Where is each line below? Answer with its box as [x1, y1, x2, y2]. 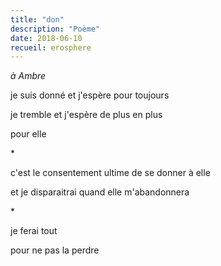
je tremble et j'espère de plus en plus [10, 109, 163, 121]
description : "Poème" [10, 24, 101, 34]
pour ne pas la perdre [10, 244, 100, 256]
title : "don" [10, 14, 65, 25]
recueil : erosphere [10, 42, 92, 53]
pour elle [10, 128, 47, 140]
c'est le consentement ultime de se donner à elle [10, 167, 211, 179]
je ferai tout [10, 225, 58, 237]
